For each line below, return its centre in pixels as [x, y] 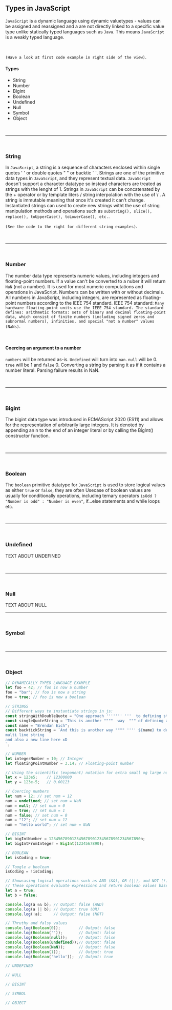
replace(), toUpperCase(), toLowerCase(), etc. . [58, 216]
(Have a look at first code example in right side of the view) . [76, 57]
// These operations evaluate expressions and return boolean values [81, 886]
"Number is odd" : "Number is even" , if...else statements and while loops [83, 501]
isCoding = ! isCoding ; [29, 872]
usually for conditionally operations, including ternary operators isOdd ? [81, 496]
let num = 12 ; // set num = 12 [39, 796]
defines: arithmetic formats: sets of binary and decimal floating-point [86, 312]
